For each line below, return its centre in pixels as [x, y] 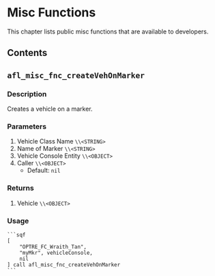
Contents [27, 53]
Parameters [27, 126]
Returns [20, 188]
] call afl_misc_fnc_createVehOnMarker [64, 264]
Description [27, 94]
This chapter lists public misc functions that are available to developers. [108, 31]
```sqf [16, 235]
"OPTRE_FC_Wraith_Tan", [53, 247]
